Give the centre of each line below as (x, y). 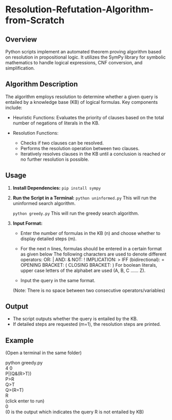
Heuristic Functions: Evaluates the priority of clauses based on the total (88, 117)
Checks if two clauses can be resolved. (62, 143)
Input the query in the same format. (58, 280)
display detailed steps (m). (49, 239)
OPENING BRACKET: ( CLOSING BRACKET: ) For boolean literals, (89, 265)
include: (14, 107)
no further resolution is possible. (55, 159)
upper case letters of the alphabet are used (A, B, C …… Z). (83, 270)
